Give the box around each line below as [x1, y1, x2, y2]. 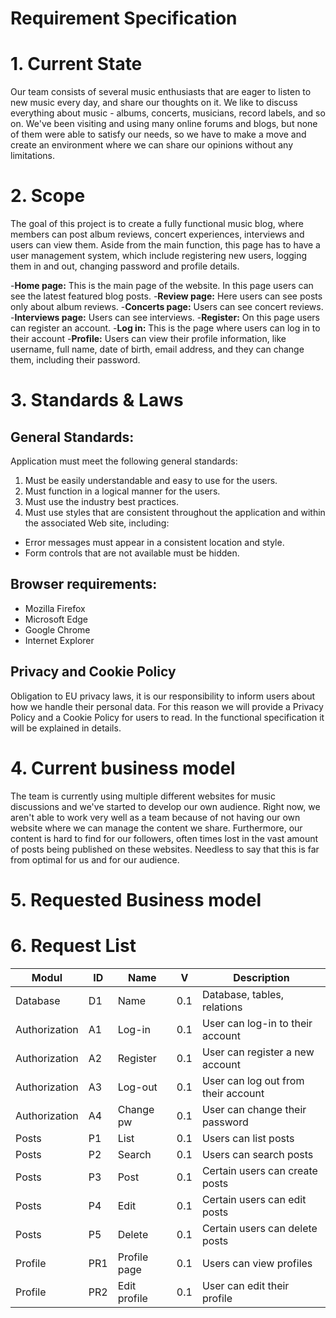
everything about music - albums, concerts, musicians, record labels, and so [10, 107, 326, 119]
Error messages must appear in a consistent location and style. [24, 537, 285, 549]
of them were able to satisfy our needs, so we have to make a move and [10, 128, 307, 141]
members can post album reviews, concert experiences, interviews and [10, 228, 305, 241]
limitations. [10, 150, 56, 162]
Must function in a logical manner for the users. [24, 485, 221, 497]
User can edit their [201, 1278, 290, 1292]
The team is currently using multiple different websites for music [10, 790, 276, 802]
